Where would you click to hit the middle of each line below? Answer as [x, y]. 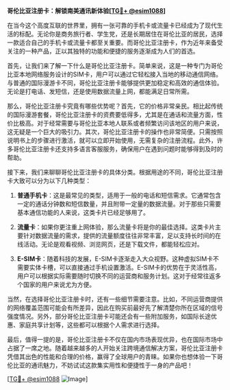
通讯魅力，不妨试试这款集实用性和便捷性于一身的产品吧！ [112, 365]
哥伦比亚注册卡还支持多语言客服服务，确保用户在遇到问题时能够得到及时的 [118, 149]
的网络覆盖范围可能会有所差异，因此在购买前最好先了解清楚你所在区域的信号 [115, 308]
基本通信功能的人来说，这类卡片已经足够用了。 [83, 213]
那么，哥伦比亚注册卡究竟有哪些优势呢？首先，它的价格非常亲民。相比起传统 [115, 106]
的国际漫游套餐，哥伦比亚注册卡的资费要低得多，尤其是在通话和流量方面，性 [115, 115]
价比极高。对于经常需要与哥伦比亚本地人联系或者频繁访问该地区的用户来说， [115, 123]
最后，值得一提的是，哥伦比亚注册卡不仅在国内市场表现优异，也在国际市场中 [115, 340]
